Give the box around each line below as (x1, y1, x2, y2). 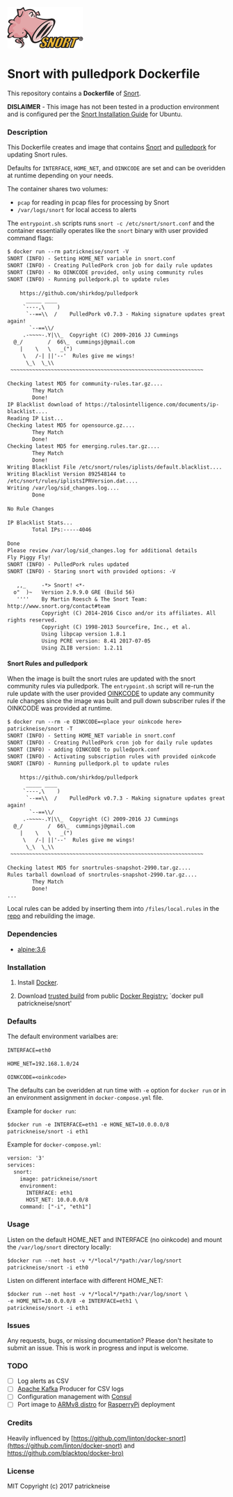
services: (7, 1162, 36, 1169)
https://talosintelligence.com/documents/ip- (84, 401, 219, 408)
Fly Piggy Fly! (7, 554, 51, 561)
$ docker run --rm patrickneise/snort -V (7, 248, 129, 255)
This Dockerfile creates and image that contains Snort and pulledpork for (7, 143, 217, 152)
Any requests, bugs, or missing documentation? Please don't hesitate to (7, 1336, 214, 1345)
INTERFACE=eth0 (7, 1047, 51, 1054)
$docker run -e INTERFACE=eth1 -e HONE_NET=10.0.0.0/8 (7, 1122, 170, 1128)
